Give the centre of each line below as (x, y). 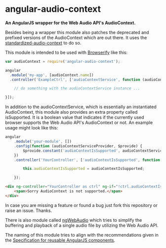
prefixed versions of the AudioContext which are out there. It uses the (76, 38)
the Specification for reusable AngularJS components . (60, 240)
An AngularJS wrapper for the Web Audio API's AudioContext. (70, 23)
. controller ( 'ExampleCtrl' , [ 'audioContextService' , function (75, 80)
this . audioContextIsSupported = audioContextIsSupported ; (84, 169)
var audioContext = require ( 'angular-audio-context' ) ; (63, 61)
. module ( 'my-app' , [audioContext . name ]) (52, 75)
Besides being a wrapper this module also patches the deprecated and (77, 32)
